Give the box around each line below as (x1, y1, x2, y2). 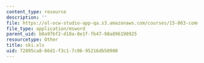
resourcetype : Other (6, 37, 59, 43)
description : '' (6, 14, 47, 20)
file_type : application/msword (6, 25, 86, 32)
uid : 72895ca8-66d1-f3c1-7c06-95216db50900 (6, 48, 118, 54)
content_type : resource (6, 8, 67, 15)
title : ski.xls (6, 43, 45, 49)
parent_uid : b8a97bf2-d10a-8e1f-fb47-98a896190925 (6, 31, 137, 37)
